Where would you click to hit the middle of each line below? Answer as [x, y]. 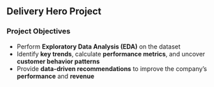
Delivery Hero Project [54, 11]
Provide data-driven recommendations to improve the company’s [112, 68]
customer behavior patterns [58, 61]
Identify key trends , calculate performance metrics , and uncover [111, 54]
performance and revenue [55, 76]
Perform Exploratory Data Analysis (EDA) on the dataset [98, 46]
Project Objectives [39, 31]
